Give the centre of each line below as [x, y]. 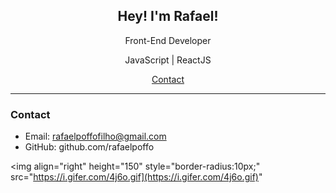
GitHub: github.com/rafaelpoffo [89, 147]
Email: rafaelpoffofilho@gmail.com [95, 136]
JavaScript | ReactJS [168, 60]
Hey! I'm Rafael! [168, 16]
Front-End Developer [168, 40]
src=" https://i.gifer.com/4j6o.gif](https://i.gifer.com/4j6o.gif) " [136, 177]
